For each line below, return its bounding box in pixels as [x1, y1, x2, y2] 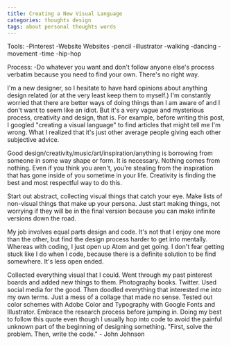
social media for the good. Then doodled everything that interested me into [7, 286, 222, 294]
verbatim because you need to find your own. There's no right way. [7, 70, 200, 79]
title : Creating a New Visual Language [7, 10, 123, 17]
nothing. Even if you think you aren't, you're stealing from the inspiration [7, 164, 214, 172]
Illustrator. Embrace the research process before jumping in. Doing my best [7, 307, 222, 316]
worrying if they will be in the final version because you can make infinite [7, 207, 216, 216]
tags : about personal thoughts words [7, 23, 117, 30]
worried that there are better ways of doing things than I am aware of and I [7, 99, 221, 107]
